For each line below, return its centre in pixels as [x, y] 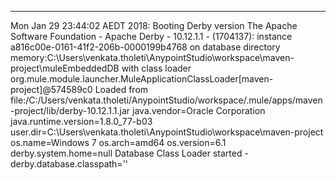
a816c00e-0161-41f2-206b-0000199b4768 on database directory [145, 47]
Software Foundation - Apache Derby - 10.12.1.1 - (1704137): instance [151, 36]
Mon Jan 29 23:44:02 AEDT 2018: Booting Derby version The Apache [154, 25]
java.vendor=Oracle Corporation [199, 110]
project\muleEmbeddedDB [65, 68]
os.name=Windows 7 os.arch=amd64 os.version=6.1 [118, 142]
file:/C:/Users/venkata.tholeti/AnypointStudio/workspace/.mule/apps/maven [166, 100]
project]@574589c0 [51, 89]
